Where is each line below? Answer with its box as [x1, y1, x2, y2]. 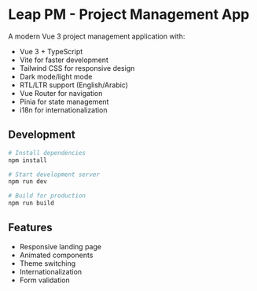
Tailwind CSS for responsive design [19, 63, 135, 72]
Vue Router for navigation [19, 88, 103, 98]
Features [8, 221, 53, 234]
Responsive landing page [19, 241, 102, 251]
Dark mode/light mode [19, 72, 93, 81]
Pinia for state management [19, 97, 109, 106]
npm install [8, 156, 47, 164]
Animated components [19, 250, 94, 260]
